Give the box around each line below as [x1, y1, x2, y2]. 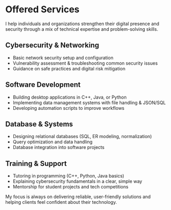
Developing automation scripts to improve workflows [12, 105, 125, 111]
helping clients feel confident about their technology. [5, 199, 117, 205]
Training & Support [5, 159, 67, 168]
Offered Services [5, 4, 80, 15]
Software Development [5, 81, 81, 89]
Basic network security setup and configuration [12, 54, 114, 61]
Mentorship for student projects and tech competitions [12, 184, 128, 190]
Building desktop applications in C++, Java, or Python [12, 94, 127, 100]
